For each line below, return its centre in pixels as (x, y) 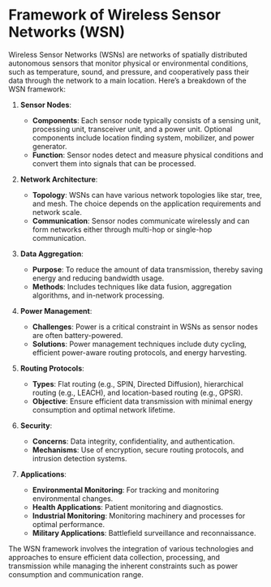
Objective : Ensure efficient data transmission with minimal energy (142, 401)
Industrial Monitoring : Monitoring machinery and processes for (139, 516)
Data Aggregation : (52, 254)
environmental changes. (73, 498)
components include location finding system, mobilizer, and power (143, 137)
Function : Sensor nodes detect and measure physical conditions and (148, 155)
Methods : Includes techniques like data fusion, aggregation (132, 286)
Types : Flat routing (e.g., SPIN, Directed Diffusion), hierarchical (138, 383)
